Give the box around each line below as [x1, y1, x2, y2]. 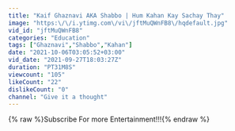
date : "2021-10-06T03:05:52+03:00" [8, 48, 126, 56]
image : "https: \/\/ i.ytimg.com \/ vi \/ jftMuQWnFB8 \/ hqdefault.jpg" [8, 19, 228, 27]
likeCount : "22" [8, 78, 62, 86]
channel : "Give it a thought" [8, 93, 108, 101]
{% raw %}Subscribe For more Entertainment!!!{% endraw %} [8, 114, 210, 124]
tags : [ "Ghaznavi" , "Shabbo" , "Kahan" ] [8, 41, 133, 49]
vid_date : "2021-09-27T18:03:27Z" [8, 56, 123, 64]
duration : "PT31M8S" [8, 64, 77, 71]
